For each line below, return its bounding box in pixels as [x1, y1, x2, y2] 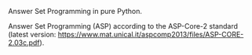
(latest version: [8, 30, 57, 39]
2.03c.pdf [8, 38, 41, 47]
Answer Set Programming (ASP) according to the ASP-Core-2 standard [8, 22, 238, 30]
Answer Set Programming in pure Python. [8, 7, 143, 15]
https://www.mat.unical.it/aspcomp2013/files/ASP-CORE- [57, 30, 244, 39]
